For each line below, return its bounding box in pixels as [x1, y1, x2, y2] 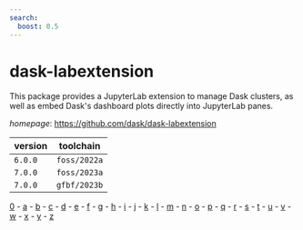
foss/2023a [56, 167, 104, 178]
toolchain [58, 140, 101, 153]
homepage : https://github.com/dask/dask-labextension [9, 118, 217, 129]
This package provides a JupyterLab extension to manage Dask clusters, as [9, 91, 294, 102]
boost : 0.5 [17, 22, 59, 31]
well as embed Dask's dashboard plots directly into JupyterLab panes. [9, 101, 274, 112]
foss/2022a [56, 155, 104, 165]
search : [9, 13, 39, 23]
